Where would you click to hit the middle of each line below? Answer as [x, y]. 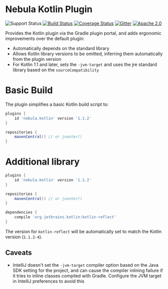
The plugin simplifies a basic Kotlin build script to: [57, 104]
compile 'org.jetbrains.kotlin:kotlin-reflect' [65, 217]
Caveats [18, 253]
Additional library [43, 162]
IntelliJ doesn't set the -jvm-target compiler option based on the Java [86, 265]
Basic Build [29, 90]
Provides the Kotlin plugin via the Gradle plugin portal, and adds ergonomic [83, 33]
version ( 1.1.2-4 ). [24, 237]
